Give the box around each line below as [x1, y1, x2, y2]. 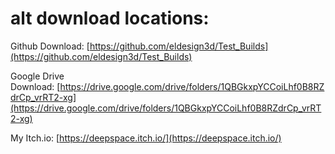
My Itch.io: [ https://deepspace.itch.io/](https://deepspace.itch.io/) [10, 132, 282, 144]
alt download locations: [10, 7, 210, 30]
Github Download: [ [10, 40, 90, 52]
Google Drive [10, 70, 65, 82]
